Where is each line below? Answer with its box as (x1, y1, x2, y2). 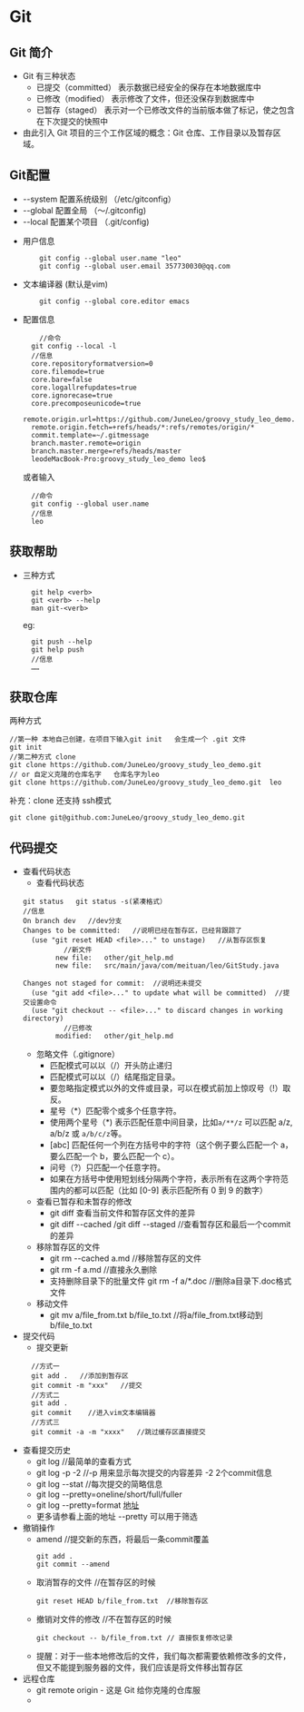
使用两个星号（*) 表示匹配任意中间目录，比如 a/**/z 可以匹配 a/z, (49, 1117, 293, 1127)
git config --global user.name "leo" (39, 253, 181, 262)
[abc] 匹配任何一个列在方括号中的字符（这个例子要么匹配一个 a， (49, 1139, 293, 1150)
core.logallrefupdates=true (31, 383, 138, 392)
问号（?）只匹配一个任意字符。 (49, 1162, 166, 1173)
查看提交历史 (22, 1445, 71, 1456)
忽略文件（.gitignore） (35, 1048, 121, 1059)
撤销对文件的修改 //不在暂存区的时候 (35, 1614, 172, 1625)
